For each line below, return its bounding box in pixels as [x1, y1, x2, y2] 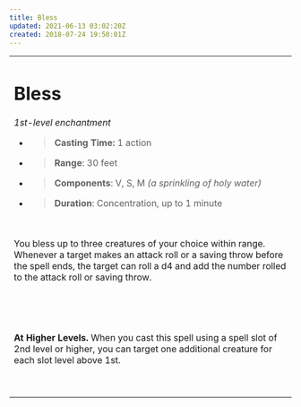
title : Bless [9, 13, 58, 22]
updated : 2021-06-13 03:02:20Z [9, 22, 126, 30]
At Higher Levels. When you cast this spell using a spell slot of [13, 331, 278, 343]
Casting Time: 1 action [54, 136, 152, 149]
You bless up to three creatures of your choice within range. [13, 237, 266, 249]
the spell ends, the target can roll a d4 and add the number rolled [13, 259, 287, 272]
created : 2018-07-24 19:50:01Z [9, 30, 126, 39]
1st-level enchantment [13, 116, 112, 128]
